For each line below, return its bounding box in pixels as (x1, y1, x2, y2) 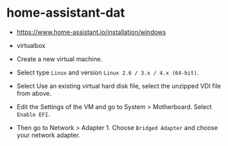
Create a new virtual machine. (16, 54, 103, 63)
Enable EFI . (16, 110, 50, 118)
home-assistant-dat (6, 5, 125, 21)
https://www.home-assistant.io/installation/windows (16, 28, 166, 36)
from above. (16, 89, 51, 97)
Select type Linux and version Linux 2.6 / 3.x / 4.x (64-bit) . (16, 68, 199, 76)
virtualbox (16, 41, 46, 49)
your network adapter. (16, 131, 81, 139)
